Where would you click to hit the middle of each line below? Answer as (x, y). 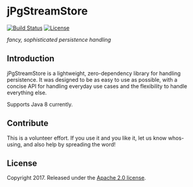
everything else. (27, 93)
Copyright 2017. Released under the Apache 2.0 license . (77, 178)
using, (14, 144)
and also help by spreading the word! (70, 144)
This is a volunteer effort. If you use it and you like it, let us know (87, 138)
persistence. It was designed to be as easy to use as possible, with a (92, 79)
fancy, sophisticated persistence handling (59, 39)
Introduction (31, 59)
